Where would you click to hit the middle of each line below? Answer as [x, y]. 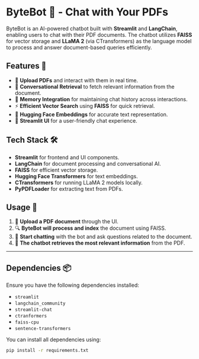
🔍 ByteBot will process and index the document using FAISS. [90, 228]
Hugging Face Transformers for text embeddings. [76, 176]
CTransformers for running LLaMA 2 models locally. [79, 182]
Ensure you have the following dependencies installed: [73, 285]
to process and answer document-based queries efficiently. [79, 47]
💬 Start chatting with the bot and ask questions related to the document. [103, 237]
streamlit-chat [33, 310]
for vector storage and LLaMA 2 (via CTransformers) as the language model [99, 41]
